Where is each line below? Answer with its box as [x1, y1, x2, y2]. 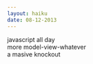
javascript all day [7, 35, 55, 43]
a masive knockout [7, 50, 61, 58]
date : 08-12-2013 [7, 17, 57, 23]
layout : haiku [7, 10, 48, 17]
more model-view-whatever [7, 43, 87, 51]
